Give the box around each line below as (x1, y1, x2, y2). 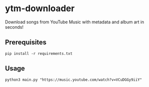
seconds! (5, 24, 24, 30)
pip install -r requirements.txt (5, 51, 73, 56)
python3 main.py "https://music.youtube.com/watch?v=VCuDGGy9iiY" (5, 77, 142, 82)
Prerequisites (5, 38, 47, 47)
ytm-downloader (5, 3, 75, 14)
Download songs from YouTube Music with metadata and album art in (5, 19, 144, 25)
